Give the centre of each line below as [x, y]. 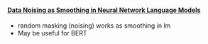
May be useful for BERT [52, 33]
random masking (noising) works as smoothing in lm [94, 26]
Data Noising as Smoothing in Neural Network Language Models [104, 10]
